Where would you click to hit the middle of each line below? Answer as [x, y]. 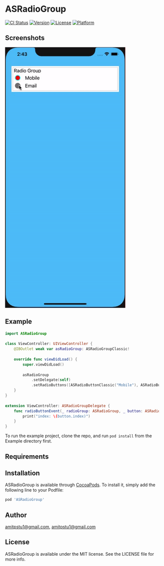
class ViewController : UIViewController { [49, 344]
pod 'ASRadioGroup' [25, 500]
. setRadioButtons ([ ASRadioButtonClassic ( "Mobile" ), [85, 385]
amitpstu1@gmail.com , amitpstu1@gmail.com [51, 527]
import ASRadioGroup [26, 333]
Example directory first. [29, 441]
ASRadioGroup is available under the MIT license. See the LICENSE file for [80, 554]
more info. [15, 559]
